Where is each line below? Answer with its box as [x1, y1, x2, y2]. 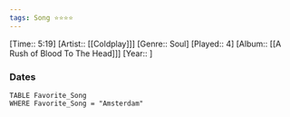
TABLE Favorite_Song [9, 91, 88, 100]
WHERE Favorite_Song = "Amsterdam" [9, 99, 144, 108]
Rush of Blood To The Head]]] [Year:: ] [9, 47, 153, 59]
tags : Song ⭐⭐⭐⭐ [9, 13, 74, 23]
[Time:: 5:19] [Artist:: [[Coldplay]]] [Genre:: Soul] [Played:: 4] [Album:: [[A [9, 38, 282, 49]
